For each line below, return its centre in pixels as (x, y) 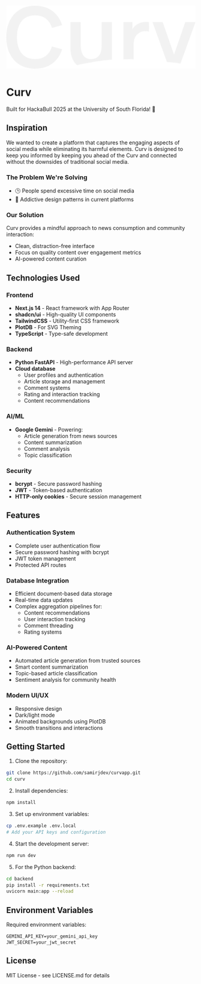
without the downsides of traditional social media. (67, 161)
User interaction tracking (55, 619)
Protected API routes (40, 565)
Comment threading (49, 625)
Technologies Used (43, 278)
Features (23, 515)
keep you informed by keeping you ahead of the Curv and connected (91, 155)
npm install (21, 803)
